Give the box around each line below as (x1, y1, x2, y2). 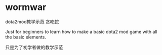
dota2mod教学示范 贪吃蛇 (5, 18, 59, 24)
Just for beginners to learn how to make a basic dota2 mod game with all (5, 28, 158, 34)
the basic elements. (5, 34, 47, 40)
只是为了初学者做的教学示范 (5, 44, 63, 50)
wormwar (5, 1, 47, 13)
